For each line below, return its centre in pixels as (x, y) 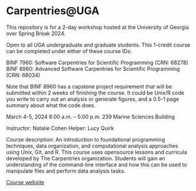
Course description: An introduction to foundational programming (86, 139)
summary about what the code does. (51, 105)
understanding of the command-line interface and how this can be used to (97, 164)
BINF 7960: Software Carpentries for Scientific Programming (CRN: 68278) (97, 62)
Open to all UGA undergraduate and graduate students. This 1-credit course (98, 45)
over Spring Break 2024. (36, 33)
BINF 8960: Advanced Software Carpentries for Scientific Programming (93, 68)
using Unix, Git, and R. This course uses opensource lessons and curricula (97, 152)
